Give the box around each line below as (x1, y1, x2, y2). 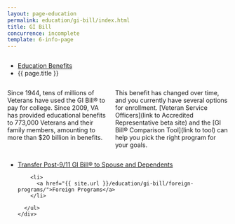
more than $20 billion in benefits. (7, 134, 103, 142)
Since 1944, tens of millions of (7, 89, 95, 97)
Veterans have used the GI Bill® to (7, 96, 105, 105)
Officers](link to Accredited (114, 111, 194, 120)
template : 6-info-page (7, 36, 74, 43)
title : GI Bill (7, 23, 52, 30)
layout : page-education (7, 10, 77, 17)
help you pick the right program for (114, 134, 216, 142)
